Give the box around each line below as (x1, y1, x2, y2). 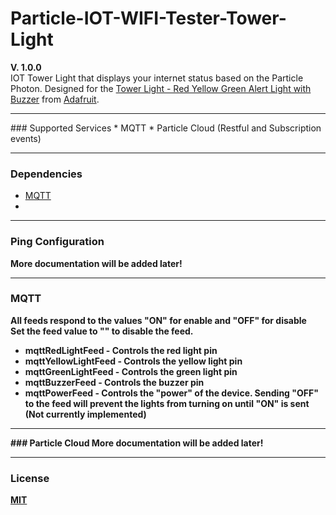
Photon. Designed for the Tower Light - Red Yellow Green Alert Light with (10, 82, 312, 94)
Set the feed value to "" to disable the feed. (10, 325, 194, 337)
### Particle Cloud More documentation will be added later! (10, 437, 264, 449)
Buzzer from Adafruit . (10, 93, 100, 105)
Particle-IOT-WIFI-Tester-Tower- (10, 7, 287, 30)
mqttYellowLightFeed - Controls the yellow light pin (24, 355, 243, 367)
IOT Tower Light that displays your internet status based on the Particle (10, 72, 304, 84)
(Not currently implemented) (24, 408, 147, 420)
